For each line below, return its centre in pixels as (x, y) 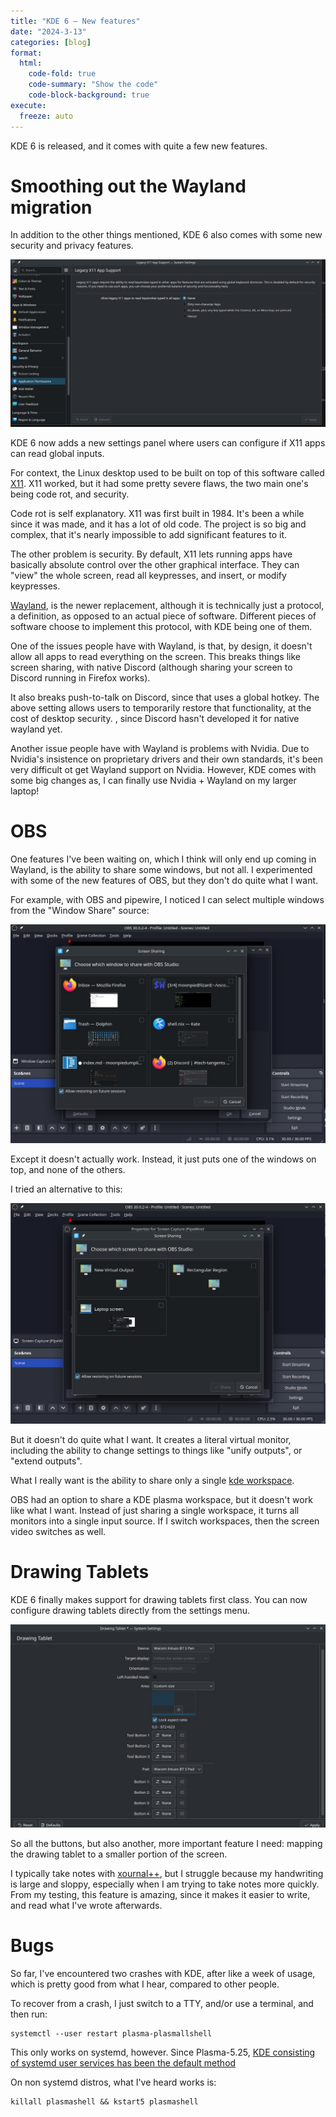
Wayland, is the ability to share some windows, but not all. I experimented (161, 869)
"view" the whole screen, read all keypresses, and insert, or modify (148, 575)
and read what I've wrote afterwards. (86, 1905)
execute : (28, 105)
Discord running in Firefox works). (80, 677)
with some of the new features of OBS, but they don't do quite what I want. (164, 880)
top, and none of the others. (68, 1170)
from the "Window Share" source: (80, 910)
